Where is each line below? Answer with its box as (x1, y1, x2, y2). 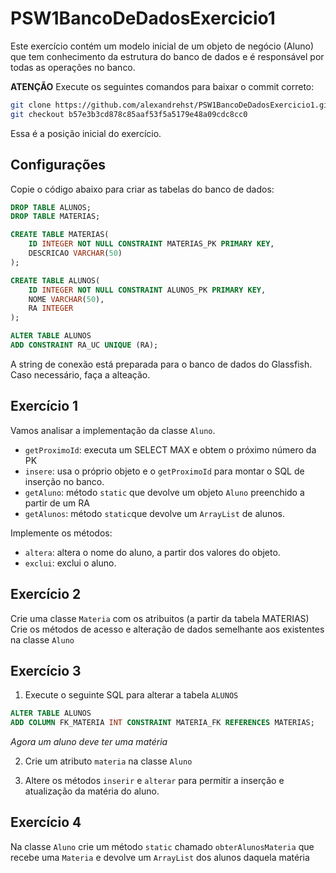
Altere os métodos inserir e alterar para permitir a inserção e (24, 775, 285, 787)
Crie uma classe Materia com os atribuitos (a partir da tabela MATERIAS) (10, 612, 310, 624)
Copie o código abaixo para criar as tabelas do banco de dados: (10, 183, 275, 195)
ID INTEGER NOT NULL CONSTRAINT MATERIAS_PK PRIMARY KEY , (28, 239, 275, 249)
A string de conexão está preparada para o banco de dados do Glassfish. (10, 358, 313, 370)
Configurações (10, 157, 107, 174)
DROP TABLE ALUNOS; (10, 202, 92, 212)
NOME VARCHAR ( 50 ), (28, 294, 105, 304)
